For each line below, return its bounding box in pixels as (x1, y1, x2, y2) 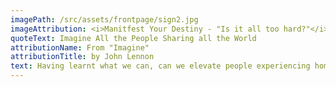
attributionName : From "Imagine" (10, 42, 150, 53)
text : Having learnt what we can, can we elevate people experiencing (10, 61, 311, 71)
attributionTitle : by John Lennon (10, 52, 155, 62)
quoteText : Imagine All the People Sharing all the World (10, 33, 257, 43)
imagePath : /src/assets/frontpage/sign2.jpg (10, 14, 199, 25)
